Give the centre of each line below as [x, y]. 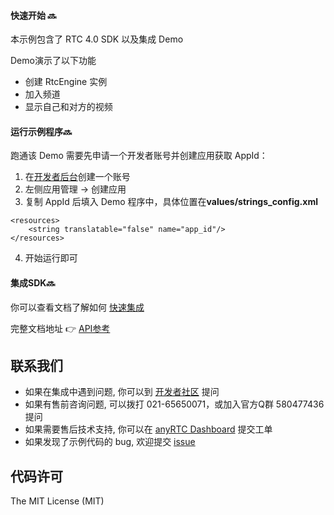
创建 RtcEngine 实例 [66, 82]
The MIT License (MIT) [57, 501]
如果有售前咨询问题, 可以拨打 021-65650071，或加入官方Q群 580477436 [174, 404]
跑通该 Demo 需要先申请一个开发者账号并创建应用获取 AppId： [139, 156]
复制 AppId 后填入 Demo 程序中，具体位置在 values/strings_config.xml [171, 202]
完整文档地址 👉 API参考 [60, 328]
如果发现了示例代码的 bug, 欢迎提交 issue [110, 442]
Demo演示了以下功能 [53, 61]
